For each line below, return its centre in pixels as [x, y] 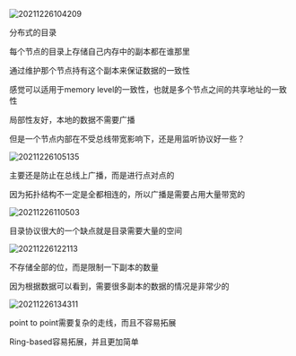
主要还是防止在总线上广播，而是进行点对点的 [92, 175]
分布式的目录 [33, 32]
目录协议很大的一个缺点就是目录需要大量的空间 [96, 230]
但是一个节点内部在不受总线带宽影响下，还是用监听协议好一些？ [127, 139]
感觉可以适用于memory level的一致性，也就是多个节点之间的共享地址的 [140, 89]
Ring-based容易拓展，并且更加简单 [74, 342]
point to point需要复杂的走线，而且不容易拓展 [93, 322]
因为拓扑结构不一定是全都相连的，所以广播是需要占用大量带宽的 [127, 194]
